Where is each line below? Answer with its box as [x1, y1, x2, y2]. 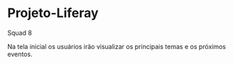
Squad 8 [7, 28, 32, 37]
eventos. [7, 50, 33, 58]
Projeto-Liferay [7, 5, 99, 21]
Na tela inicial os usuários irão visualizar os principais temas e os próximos [7, 42, 226, 50]
